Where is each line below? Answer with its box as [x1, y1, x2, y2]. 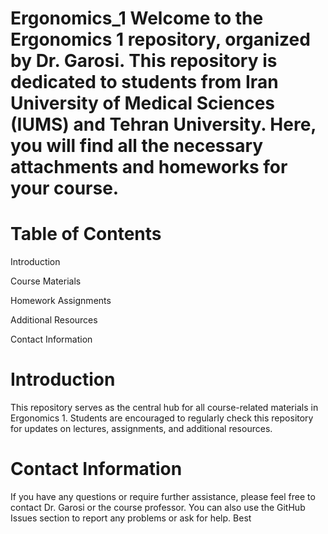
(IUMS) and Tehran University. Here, [10, 113, 317, 136]
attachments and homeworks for [10, 156, 288, 179]
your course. [10, 177, 120, 200]
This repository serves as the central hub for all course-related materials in [10, 402, 319, 414]
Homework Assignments [10, 295, 112, 307]
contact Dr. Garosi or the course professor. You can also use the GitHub [10, 502, 306, 513]
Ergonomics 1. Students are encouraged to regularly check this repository [10, 412, 314, 424]
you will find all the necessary [10, 135, 264, 157]
